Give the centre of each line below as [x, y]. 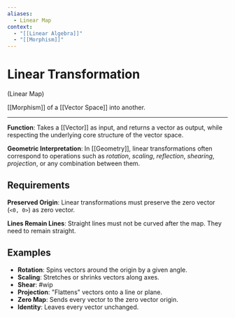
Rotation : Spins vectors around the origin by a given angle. [102, 270]
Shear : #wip [35, 284]
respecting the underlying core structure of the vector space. [95, 135]
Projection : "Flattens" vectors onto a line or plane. [90, 292]
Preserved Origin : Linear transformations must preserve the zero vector [111, 202]
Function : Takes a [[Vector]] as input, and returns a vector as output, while [115, 127]
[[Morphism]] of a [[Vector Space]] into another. [76, 108]
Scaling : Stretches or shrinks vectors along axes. [88, 277]
